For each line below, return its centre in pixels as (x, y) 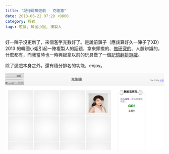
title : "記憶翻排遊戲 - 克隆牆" (36, 11)
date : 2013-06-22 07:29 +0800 (37, 16)
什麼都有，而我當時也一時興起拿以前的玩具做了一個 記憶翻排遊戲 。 (74, 55)
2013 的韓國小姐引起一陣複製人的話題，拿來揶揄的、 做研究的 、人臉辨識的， (84, 48)
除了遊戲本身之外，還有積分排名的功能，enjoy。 (55, 66)
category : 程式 (20, 21)
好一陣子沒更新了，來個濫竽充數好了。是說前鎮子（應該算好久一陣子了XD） (83, 42)
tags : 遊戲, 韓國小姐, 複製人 (34, 27)
